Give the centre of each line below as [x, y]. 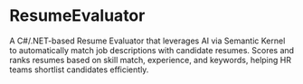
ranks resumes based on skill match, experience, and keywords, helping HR [151, 60]
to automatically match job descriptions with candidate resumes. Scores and [152, 50]
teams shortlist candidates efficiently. [79, 70]
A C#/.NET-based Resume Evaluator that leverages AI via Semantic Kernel [147, 41]
